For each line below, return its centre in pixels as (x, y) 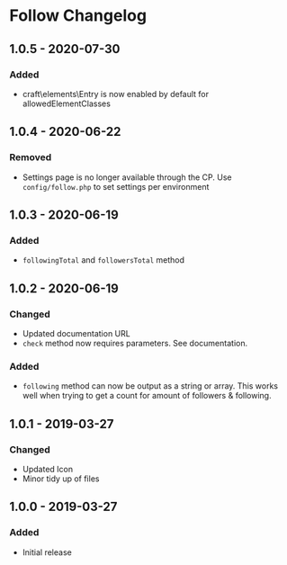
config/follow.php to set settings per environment (116, 186)
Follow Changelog (78, 16)
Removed (31, 157)
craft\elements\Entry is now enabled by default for (116, 94)
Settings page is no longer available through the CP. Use (127, 177)
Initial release (47, 552)
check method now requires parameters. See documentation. (135, 343)
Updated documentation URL (76, 333)
